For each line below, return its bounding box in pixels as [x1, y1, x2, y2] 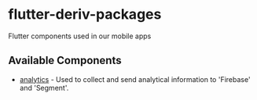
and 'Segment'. [19, 83, 69, 92]
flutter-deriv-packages [8, 5, 162, 23]
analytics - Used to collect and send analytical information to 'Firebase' [19, 74, 251, 84]
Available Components [8, 54, 122, 67]
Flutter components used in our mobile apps [8, 31, 152, 41]
